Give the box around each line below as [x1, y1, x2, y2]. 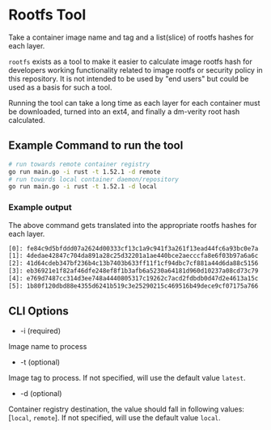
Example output [8, 202, 72, 213]
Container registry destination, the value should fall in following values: [8, 404, 245, 414]
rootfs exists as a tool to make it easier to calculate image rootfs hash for [8, 57, 252, 66]
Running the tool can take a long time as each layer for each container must [8, 98, 260, 107]
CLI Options [8, 305, 69, 318]
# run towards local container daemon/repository [8, 175, 180, 183]
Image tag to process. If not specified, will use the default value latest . [8, 373, 246, 382]
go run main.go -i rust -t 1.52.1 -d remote [8, 167, 161, 175]
